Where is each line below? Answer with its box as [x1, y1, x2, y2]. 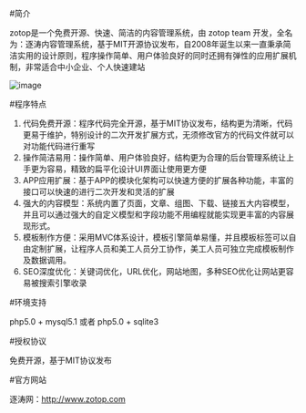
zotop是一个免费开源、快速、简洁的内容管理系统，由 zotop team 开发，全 [9, 27, 285, 38]
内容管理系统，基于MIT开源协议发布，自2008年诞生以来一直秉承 [40, 39, 284, 49]
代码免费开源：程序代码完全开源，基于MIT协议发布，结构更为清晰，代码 [22, 118, 293, 129]
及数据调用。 [22, 254, 71, 265]
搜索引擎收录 [38, 277, 87, 288]
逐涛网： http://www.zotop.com [9, 394, 126, 404]
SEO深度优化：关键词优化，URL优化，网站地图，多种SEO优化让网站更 [22, 266, 287, 276]
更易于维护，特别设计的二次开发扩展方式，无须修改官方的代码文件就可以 [22, 129, 294, 139]
